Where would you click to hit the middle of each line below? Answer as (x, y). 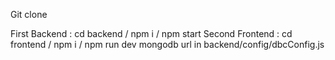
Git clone (29, 14)
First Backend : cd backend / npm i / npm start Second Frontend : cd (151, 33)
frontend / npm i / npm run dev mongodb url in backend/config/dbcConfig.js (167, 44)
